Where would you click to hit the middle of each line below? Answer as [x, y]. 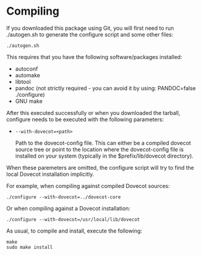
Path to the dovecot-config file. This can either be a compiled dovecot [103, 143]
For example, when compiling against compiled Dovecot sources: [88, 186]
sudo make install [30, 247]
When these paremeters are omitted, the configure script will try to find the [100, 167]
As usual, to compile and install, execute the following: [74, 231]
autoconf [26, 69]
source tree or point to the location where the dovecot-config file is [99, 149]
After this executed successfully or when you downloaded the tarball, [93, 113]
